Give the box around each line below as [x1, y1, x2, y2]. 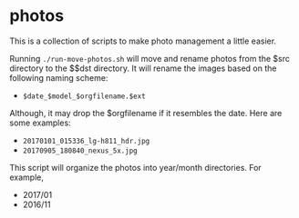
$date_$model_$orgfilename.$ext [22, 92, 146, 101]
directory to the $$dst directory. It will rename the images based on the [9, 63, 277, 74]
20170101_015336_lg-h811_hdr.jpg [22, 136, 150, 145]
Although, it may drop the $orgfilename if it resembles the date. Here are [9, 107, 283, 118]
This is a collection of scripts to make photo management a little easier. [9, 35, 276, 46]
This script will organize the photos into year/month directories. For [9, 162, 262, 173]
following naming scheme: [9, 72, 108, 83]
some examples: [9, 117, 71, 128]
